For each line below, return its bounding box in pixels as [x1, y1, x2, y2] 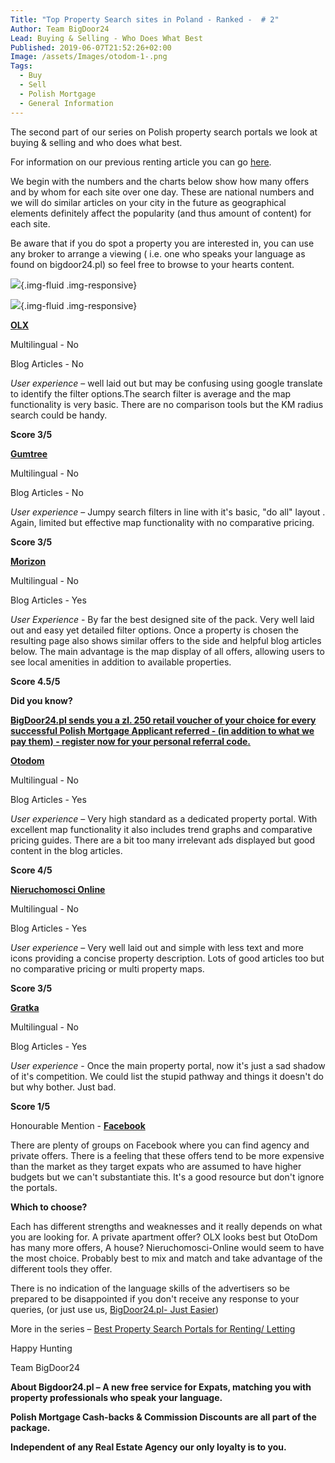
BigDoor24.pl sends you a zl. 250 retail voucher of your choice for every [10, 714, 317, 726]
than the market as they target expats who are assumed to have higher [10, 1160, 302, 1172]
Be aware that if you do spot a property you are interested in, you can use [10, 237, 315, 249]
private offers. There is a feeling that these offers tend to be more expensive [10, 1149, 325, 1161]
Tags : [10, 61, 33, 71]
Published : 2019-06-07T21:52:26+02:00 [10, 42, 172, 53]
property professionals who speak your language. [10, 1391, 223, 1403]
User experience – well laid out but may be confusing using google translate [10, 377, 323, 389]
